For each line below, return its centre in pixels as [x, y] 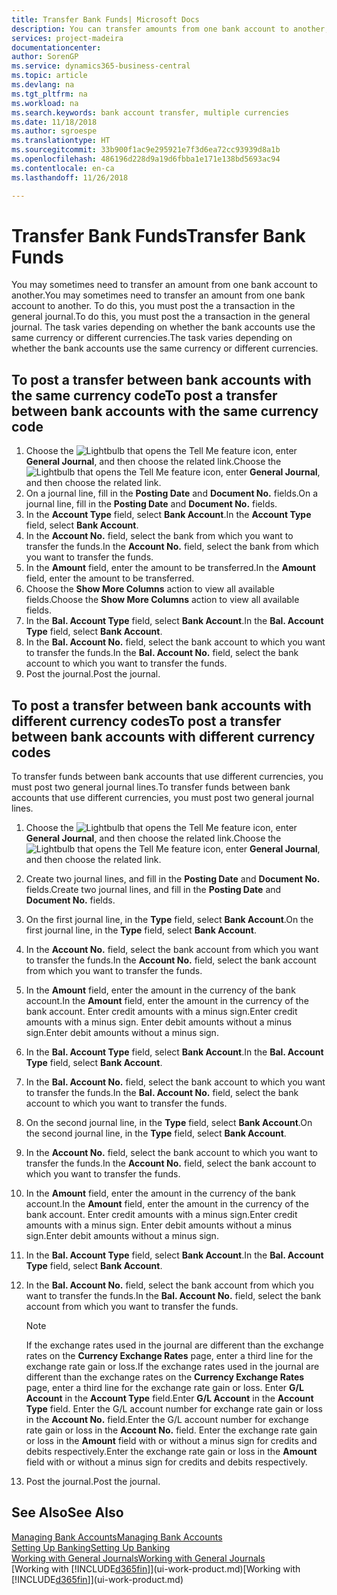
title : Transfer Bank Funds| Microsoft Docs [105, 19]
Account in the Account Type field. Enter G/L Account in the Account [169, 1398]
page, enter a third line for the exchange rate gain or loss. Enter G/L [164, 1388]
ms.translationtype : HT [61, 141]
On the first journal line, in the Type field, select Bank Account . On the [169, 920]
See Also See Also [67, 1512]
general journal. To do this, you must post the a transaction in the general [161, 317]
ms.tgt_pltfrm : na [49, 94]
